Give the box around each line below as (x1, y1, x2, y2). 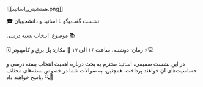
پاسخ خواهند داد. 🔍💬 (6, 74, 54, 81)
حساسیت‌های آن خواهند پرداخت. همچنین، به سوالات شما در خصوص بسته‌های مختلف (6, 67, 197, 74)
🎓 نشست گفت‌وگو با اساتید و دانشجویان (6, 18, 100, 24)
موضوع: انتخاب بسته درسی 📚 (6, 32, 75, 39)
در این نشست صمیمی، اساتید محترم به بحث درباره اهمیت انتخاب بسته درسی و (6, 60, 185, 68)
